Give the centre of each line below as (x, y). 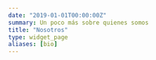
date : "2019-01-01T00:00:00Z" (58, 15)
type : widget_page (38, 37)
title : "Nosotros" (38, 30)
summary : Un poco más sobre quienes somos (78, 23)
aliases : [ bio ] (33, 44)
